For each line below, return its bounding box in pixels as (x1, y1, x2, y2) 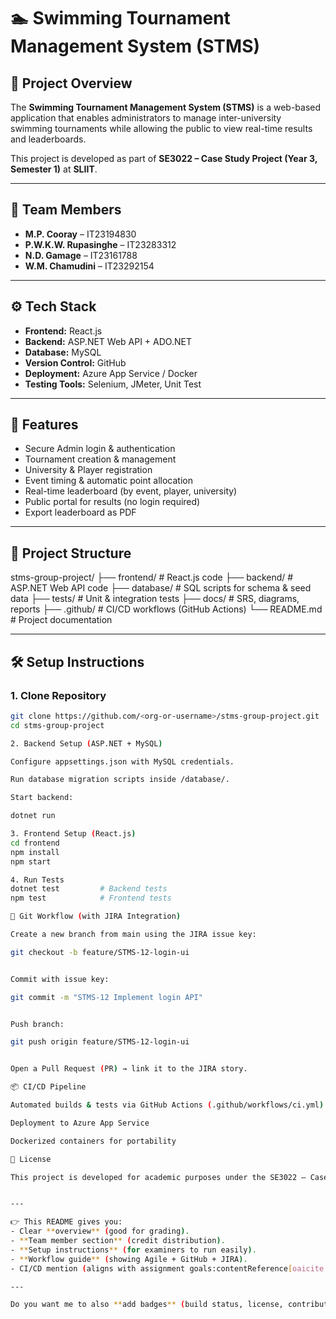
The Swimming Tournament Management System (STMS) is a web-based (10, 101, 322, 113)
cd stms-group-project (10, 720, 105, 730)
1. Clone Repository (10, 688, 107, 702)
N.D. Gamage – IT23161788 (24, 249, 138, 261)
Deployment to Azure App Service (10, 1118, 150, 1128)
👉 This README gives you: (10, 1217, 123, 1227)
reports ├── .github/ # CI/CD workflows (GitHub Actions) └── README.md (10, 603, 323, 615)
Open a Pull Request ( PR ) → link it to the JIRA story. (10, 1064, 248, 1074)
